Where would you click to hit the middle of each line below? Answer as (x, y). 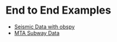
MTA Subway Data (37, 33)
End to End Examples (58, 10)
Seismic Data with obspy (44, 27)
